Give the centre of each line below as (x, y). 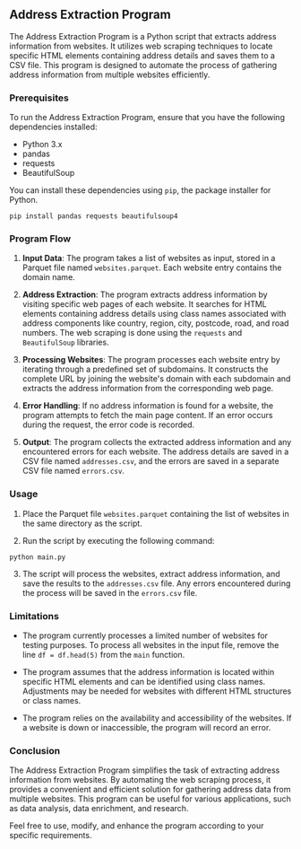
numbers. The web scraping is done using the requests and (132, 333)
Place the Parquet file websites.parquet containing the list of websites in (155, 513)
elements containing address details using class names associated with (154, 314)
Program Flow (40, 239)
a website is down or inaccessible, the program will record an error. (146, 727)
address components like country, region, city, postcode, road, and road (155, 323)
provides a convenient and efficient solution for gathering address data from (150, 790)
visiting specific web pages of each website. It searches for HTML (144, 304)
